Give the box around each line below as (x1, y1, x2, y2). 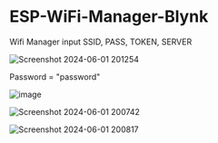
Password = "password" (9, 71, 101, 82)
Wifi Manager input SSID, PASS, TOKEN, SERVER (9, 36, 193, 47)
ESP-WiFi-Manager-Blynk (9, 6, 209, 27)
